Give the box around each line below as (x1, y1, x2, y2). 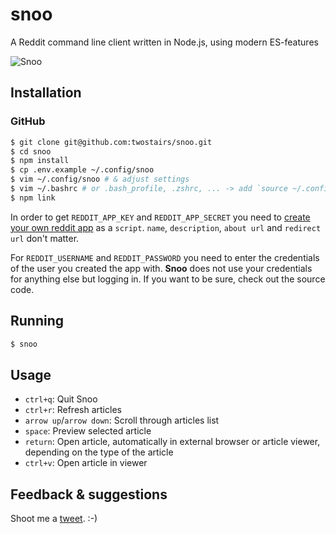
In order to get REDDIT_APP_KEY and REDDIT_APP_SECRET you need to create (10, 211, 311, 223)
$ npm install (10, 156, 70, 166)
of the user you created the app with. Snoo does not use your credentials (10, 262, 313, 274)
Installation (10, 84, 82, 102)
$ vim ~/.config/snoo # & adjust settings (10, 174, 190, 185)
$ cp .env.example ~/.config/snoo (10, 165, 155, 175)
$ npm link (10, 193, 56, 203)
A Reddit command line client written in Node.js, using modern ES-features (10, 36, 319, 48)
